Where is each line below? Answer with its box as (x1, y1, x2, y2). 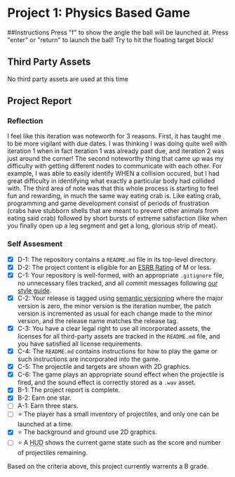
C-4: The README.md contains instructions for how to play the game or (17, 347, 217, 355)
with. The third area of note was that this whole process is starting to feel (7, 184, 219, 192)
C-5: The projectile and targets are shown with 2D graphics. (17, 362, 191, 371)
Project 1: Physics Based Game (7, 5, 191, 21)
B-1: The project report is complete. (17, 386, 121, 394)
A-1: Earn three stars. (17, 402, 79, 410)
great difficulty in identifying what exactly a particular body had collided (7, 177, 215, 185)
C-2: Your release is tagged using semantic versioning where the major (17, 294, 223, 302)
